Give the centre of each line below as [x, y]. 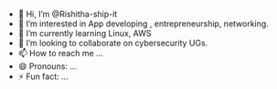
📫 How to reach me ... [60, 53]
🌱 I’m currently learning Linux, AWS [85, 33]
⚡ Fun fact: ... [43, 76]
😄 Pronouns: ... [48, 66]
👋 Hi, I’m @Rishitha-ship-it [68, 14]
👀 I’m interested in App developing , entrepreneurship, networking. [144, 24]
